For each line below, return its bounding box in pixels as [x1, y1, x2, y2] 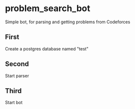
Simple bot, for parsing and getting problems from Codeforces [5, 19, 131, 25]
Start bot [5, 100, 23, 106]
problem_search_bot [5, 3, 91, 14]
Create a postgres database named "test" [5, 46, 89, 51]
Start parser [5, 73, 29, 78]
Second [5, 60, 29, 68]
